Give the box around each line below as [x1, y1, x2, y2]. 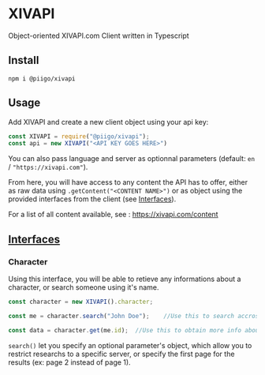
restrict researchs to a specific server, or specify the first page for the [8, 349, 235, 358]
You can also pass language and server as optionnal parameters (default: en [8, 154, 255, 163]
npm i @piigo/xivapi [8, 74, 77, 83]
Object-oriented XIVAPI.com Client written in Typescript [8, 31, 189, 40]
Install [8, 54, 39, 67]
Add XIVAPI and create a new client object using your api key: [8, 117, 209, 126]
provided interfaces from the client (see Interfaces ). [8, 194, 177, 204]
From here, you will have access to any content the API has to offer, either [8, 178, 248, 187]
